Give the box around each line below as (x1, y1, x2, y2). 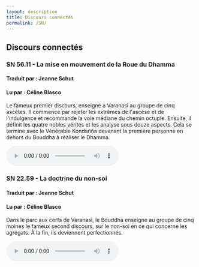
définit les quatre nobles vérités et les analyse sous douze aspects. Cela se (6, 121, 192, 128)
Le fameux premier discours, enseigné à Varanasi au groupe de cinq (6, 102, 175, 109)
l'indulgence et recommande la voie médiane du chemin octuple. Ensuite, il (6, 115, 192, 122)
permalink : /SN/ (6, 20, 47, 26)
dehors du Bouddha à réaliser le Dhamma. (6, 134, 110, 141)
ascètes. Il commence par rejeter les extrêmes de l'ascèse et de (6, 109, 165, 116)
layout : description (6, 8, 58, 15)
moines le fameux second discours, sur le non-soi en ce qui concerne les (6, 223, 188, 230)
